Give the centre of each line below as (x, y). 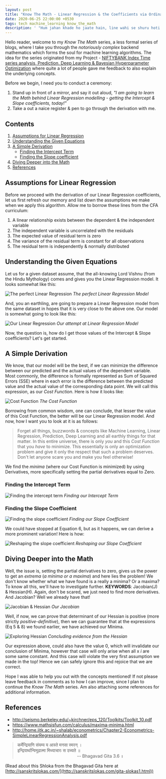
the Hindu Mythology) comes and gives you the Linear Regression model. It (82, 279)
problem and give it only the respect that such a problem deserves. (85, 452)
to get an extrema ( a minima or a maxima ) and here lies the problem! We (79, 576)
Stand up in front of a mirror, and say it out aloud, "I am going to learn (83, 93)
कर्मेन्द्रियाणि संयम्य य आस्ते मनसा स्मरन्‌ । (49, 745)
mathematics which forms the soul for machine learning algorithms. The (78, 53)
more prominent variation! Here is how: (45, 534)
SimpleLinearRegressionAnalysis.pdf (50, 735)
